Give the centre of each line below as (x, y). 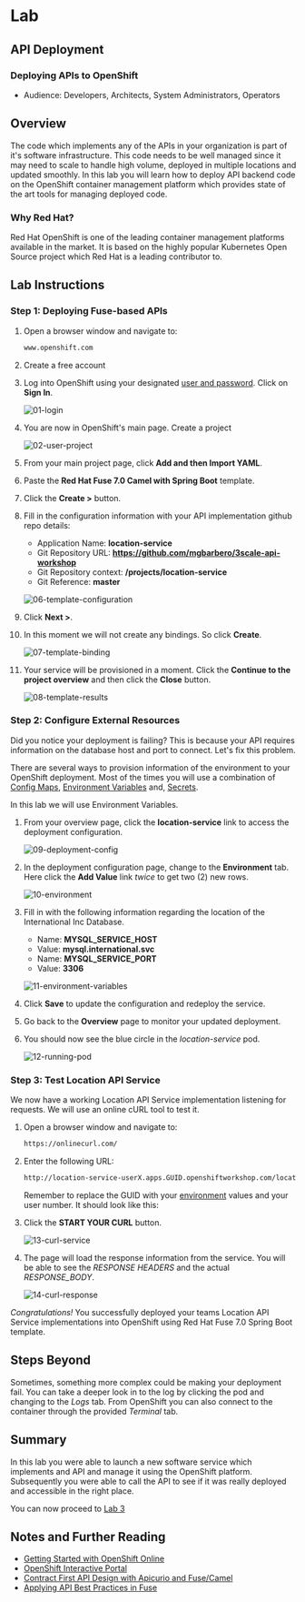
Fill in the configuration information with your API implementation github (158, 516)
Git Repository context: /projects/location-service (132, 572)
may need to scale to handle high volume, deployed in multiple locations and (153, 165)
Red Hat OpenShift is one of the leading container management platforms (148, 237)
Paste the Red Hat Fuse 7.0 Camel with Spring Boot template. (139, 480)
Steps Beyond (51, 1360)
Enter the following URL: (69, 1162)
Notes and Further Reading (88, 1537)
